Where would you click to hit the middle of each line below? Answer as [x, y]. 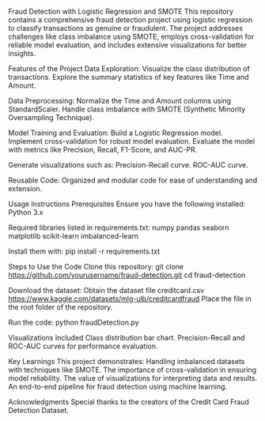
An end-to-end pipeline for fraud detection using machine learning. [118, 387]
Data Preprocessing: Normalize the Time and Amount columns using [120, 101]
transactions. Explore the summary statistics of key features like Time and [129, 77]
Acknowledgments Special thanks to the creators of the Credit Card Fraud [129, 402]
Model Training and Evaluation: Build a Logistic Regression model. [115, 133]
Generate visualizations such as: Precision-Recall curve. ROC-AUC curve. [128, 165]
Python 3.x [26, 212]
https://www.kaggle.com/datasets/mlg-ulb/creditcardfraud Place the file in [130, 299]
